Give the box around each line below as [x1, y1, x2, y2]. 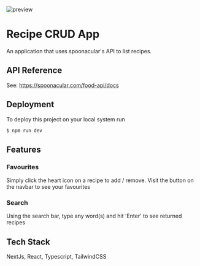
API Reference [6, 65, 63, 76]
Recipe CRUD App [6, 28, 100, 41]
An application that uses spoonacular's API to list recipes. [6, 47, 152, 55]
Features [6, 144, 41, 154]
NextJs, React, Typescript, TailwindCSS [6, 253, 107, 260]
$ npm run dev [6, 127, 43, 134]
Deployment [6, 99, 55, 110]
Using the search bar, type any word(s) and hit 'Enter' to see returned [6, 212, 182, 220]
